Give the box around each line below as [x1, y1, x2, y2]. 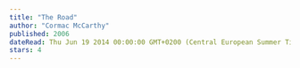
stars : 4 [9, 46, 42, 55]
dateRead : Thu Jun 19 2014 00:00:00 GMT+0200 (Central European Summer [9, 37, 281, 47]
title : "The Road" [9, 12, 78, 22]
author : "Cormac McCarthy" [9, 21, 110, 30]
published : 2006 [9, 29, 70, 38]
